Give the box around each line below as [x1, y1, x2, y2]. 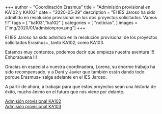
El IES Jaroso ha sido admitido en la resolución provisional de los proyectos [5, 34, 158, 40]
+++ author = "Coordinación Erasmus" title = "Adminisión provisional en [5, 4, 151, 10]
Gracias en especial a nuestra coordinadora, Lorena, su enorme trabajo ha [5, 64, 156, 69]
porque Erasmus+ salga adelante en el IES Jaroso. [5, 74, 107, 80]
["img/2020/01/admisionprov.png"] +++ [5, 25, 86, 31]
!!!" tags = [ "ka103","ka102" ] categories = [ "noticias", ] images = [5, 20, 138, 25]
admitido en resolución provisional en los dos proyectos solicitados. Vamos [5, 15, 157, 20]
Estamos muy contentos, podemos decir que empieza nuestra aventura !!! [5, 49, 155, 55]
